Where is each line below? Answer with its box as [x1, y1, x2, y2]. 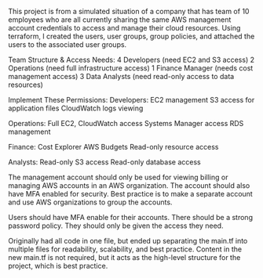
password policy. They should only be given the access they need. [8, 221, 224, 230]
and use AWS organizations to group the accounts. [8, 197, 173, 207]
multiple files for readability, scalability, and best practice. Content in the [8, 244, 242, 254]
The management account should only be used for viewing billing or [8, 172, 228, 182]
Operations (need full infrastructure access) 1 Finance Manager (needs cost [8, 63, 254, 73]
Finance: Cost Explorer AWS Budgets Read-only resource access [8, 143, 219, 151]
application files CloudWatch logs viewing [8, 103, 144, 113]
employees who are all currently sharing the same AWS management [8, 15, 232, 24]
